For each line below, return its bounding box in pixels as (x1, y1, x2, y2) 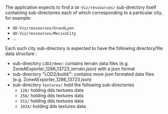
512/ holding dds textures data (20, 98, 84, 104)
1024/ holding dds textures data (20, 103, 86, 109)
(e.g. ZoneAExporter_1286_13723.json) (12, 77, 92, 82)
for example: (5, 15, 32, 21)
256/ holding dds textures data (20, 93, 84, 98)
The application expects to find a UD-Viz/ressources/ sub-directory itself (5, 5, 156, 10)
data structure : (5, 50, 37, 56)
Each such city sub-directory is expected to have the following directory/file (5, 45, 163, 51)
